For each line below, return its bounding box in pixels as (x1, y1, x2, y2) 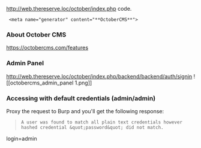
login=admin (6, 135, 37, 142)
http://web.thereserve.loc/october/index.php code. (6, 5, 132, 12)
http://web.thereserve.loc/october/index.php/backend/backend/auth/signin (6, 73, 193, 80)
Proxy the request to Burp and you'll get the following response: (6, 107, 164, 114)
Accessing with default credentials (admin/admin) (6, 94, 156, 102)
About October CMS (6, 30, 67, 38)
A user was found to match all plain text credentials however (20, 119, 183, 125)
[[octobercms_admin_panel (6, 79, 74, 86)
